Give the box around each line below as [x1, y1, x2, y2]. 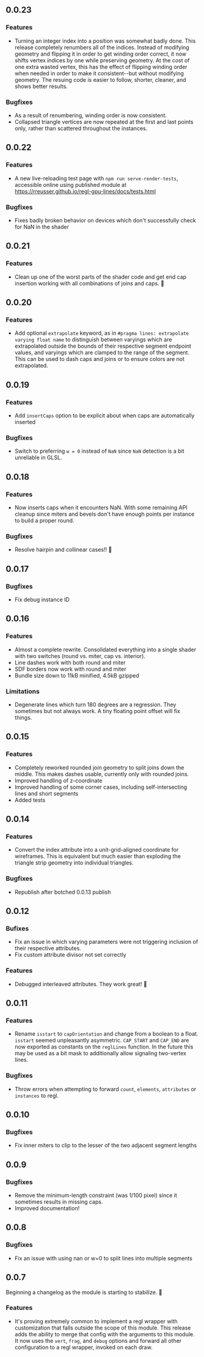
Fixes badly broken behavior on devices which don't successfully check [14, 216, 196, 224]
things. [14, 714, 32, 721]
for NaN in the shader [14, 223, 70, 230]
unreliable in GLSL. [14, 454, 62, 461]
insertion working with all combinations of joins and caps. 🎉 [14, 279, 165, 287]
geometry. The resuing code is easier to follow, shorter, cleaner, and [14, 76, 187, 83]
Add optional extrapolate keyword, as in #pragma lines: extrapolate [14, 329, 189, 337]
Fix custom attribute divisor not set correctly [14, 951, 126, 959]
